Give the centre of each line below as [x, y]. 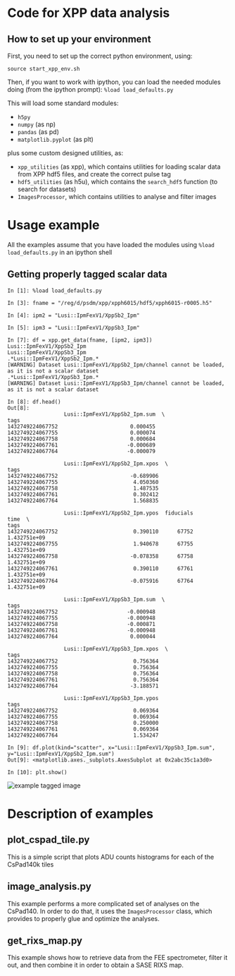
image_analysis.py [49, 887]
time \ [19, 519]
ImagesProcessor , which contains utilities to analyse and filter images [117, 197]
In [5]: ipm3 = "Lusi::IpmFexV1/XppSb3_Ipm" [74, 327]
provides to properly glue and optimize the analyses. [83, 918]
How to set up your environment [79, 39]
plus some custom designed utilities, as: [65, 153]
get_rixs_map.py [45, 940]
